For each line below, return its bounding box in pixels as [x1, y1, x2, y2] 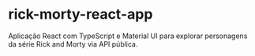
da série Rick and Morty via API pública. [8, 39, 138, 48]
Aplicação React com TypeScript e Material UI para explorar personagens [8, 31, 248, 40]
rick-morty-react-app [8, 5, 153, 23]
